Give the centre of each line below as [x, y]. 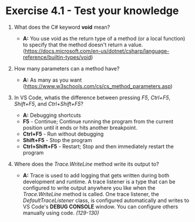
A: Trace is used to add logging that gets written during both [96, 175]
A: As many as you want [52, 80]
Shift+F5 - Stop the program [57, 140]
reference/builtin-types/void [57, 57]
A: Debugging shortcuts [52, 115]
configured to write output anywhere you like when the [89, 188]
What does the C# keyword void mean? [62, 27]
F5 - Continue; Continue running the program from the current [98, 121]
